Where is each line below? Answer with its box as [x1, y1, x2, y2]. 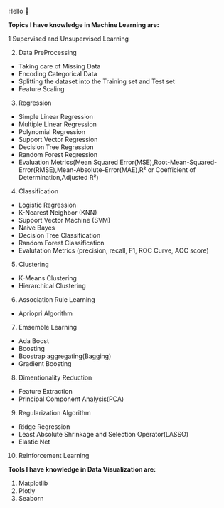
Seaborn [18, 494, 44, 502]
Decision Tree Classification [18, 231, 101, 239]
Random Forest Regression [18, 151, 98, 158]
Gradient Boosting [18, 360, 72, 367]
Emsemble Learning [18, 323, 78, 331]
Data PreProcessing [18, 49, 77, 56]
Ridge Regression [18, 422, 70, 431]
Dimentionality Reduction [18, 373, 92, 382]
